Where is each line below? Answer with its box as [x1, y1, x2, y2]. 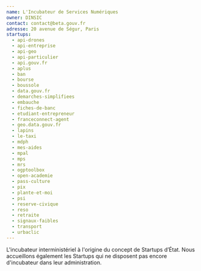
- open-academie [12, 173, 53, 179]
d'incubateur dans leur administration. [6, 259, 102, 266]
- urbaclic [12, 229, 40, 235]
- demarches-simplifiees [12, 94, 75, 100]
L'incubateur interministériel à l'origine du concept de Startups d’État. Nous [6, 245, 195, 253]
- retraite [12, 212, 40, 219]
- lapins [12, 128, 34, 134]
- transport [12, 224, 43, 230]
